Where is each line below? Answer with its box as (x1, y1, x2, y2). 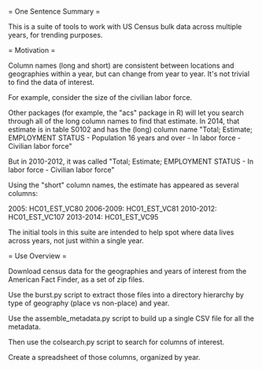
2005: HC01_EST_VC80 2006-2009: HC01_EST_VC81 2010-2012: (8, 204, 217, 213)
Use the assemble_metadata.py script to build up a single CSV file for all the (8, 314, 254, 323)
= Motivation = (8, 46, 56, 54)
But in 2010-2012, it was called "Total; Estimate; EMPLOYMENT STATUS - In (8, 157, 254, 166)
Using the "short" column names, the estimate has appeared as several (8, 180, 239, 190)
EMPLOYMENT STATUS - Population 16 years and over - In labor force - (8, 133, 242, 142)
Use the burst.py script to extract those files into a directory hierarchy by (8, 290, 244, 299)
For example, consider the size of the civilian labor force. (8, 93, 193, 102)
